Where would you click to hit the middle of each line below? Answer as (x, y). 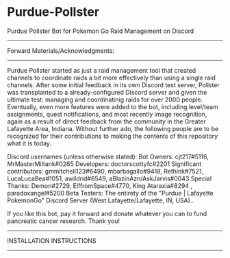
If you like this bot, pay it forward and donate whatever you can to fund (107, 213)
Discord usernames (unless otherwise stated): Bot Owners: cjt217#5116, (108, 156)
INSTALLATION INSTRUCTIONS (52, 240)
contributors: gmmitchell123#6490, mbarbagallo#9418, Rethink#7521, (105, 171)
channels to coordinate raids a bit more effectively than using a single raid (111, 78)
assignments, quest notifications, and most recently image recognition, (107, 114)
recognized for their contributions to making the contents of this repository (113, 136)
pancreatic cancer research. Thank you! (63, 221)
